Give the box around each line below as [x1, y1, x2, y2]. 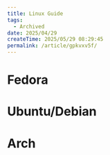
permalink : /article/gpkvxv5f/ [7, 42, 98, 49]
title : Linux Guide [7, 10, 64, 17]
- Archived [13, 23, 45, 30]
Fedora [7, 72, 48, 88]
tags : [7, 17, 23, 24]
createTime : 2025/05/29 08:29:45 [7, 36, 104, 43]
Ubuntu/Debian [7, 104, 97, 120]
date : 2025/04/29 [7, 29, 57, 37]
